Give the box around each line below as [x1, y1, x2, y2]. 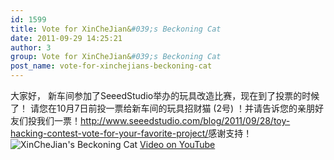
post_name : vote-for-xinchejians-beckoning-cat [10, 61, 213, 71]
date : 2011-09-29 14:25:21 [10, 33, 123, 43]
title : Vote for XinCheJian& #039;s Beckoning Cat [10, 24, 222, 34]
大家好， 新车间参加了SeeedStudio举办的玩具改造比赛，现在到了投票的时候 [10, 90, 320, 101]
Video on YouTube [139, 139, 216, 150]
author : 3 [10, 42, 52, 53]
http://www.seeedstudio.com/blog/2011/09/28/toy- [80, 115, 291, 126]
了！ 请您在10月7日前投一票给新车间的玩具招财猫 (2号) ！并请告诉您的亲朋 [10, 102, 316, 114]
